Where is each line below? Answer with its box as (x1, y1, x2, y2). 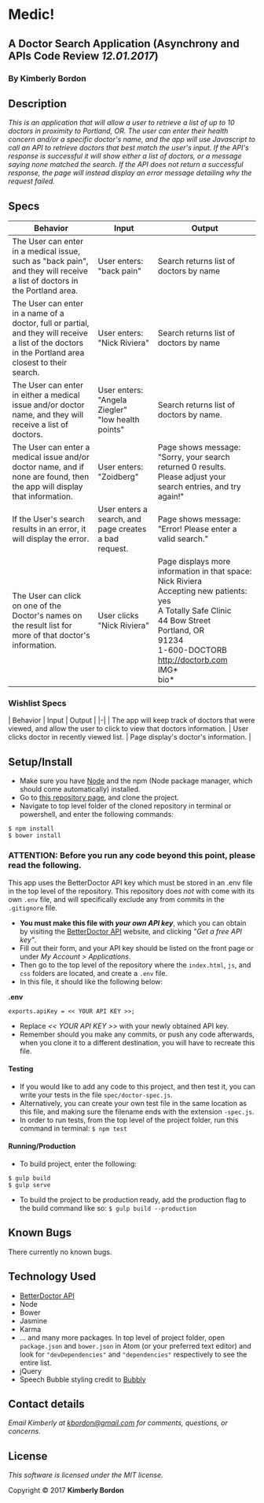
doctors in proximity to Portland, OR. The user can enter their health (8, 126, 229, 135)
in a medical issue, (12, 246, 81, 257)
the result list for (12, 620, 72, 631)
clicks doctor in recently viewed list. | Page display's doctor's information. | (8, 733, 251, 742)
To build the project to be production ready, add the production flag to (19, 1195, 247, 1204)
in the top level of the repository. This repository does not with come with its (8, 886, 255, 896)
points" (97, 424, 125, 435)
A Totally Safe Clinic (157, 605, 232, 616)
